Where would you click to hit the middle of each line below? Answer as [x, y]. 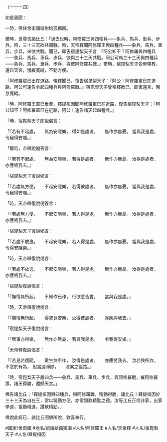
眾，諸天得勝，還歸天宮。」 [32, 383]
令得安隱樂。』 [19, 248]
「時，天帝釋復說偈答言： [31, 203]
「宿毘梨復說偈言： [25, 286]
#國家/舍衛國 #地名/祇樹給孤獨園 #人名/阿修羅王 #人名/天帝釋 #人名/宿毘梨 [82, 428]
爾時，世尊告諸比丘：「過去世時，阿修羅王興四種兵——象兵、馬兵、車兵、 [81, 39]
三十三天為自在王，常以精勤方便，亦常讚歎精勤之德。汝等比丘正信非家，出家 [84, 400]
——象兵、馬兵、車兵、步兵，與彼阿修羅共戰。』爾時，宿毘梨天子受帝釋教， [83, 64]
